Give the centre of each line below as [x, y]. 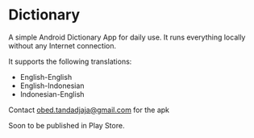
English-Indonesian [52, 86]
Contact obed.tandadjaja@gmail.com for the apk [89, 110]
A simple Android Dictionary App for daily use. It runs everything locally [127, 37]
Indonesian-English [52, 94]
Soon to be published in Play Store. [67, 125]
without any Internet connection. [62, 45]
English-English [46, 77]
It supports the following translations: [70, 61]
